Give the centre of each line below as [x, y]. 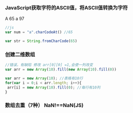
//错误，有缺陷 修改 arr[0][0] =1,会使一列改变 [49, 65]
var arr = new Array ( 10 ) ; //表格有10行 [44, 78]
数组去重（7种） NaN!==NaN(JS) [44, 105]
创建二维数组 [20, 54]
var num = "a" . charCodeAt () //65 [39, 32]
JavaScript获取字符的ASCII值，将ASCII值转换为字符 [66, 7]
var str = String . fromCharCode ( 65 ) [41, 41]
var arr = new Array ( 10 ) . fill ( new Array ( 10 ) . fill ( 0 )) [61, 69]
